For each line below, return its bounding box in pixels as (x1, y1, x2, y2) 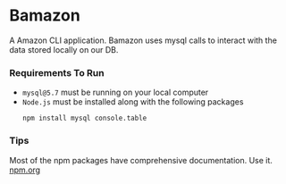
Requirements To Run (9, 66, 105, 79)
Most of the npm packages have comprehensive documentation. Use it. (9, 155, 273, 165)
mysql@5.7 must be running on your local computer (21, 87, 209, 98)
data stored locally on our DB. (9, 44, 119, 54)
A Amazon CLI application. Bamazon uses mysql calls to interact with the (9, 35, 277, 46)
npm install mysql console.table (21, 113, 147, 123)
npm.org (9, 164, 41, 175)
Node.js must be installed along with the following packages (21, 96, 244, 107)
